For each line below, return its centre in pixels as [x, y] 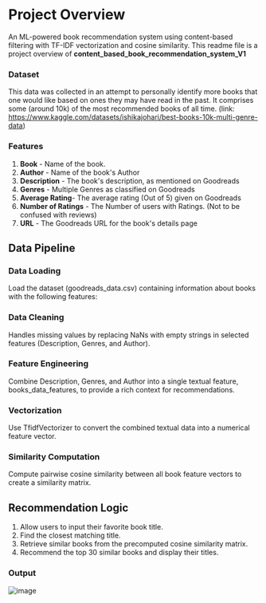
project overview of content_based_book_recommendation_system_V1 [127, 53]
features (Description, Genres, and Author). [79, 343]
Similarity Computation [54, 457]
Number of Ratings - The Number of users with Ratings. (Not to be [130, 206]
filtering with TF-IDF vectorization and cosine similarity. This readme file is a [133, 45]
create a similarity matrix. [50, 483]
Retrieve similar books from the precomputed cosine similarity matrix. [134, 544]
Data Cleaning [36, 317]
